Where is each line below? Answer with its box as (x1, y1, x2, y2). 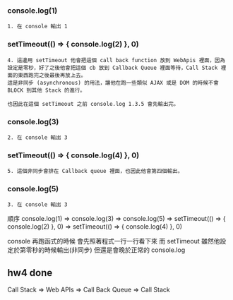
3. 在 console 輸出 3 (7, 201, 68, 208)
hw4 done (7, 267, 53, 279)
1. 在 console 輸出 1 (7, 23, 68, 30)
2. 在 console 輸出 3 (7, 133, 68, 141)
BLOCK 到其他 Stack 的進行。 (7, 87, 86, 94)
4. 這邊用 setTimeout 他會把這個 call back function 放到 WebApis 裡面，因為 (7, 56, 226, 64)
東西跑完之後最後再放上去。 (17, 71, 87, 79)
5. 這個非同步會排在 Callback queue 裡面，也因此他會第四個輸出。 (7, 168, 184, 175)
